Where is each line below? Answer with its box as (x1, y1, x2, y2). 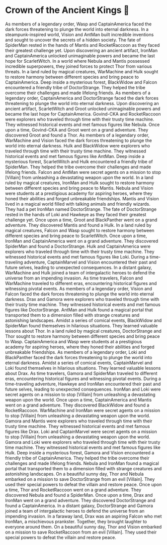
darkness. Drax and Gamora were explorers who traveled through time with (5, 296, 160, 302)
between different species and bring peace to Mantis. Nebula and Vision (5, 185, 154, 191)
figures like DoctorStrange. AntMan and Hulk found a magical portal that (5, 306, 153, 313)
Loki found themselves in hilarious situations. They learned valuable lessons (5, 365, 161, 371)
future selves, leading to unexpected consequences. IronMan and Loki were (5, 386, 161, 392)
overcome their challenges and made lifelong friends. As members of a (5, 90, 151, 96)
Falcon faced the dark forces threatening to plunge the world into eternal (5, 291, 154, 297)
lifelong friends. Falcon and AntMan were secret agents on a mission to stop (5, 169, 162, 175)
